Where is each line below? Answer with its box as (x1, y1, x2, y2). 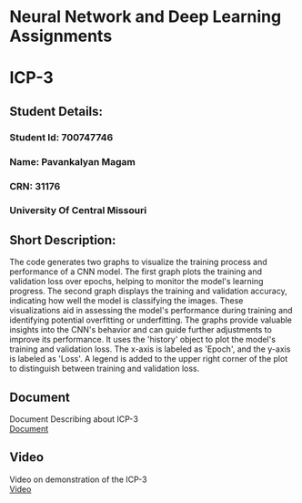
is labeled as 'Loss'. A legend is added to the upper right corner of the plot (9, 354, 288, 364)
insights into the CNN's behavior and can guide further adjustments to (9, 324, 273, 335)
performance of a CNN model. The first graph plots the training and (9, 266, 262, 277)
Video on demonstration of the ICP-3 (9, 474, 147, 485)
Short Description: (9, 232, 116, 248)
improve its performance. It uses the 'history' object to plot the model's (9, 334, 276, 345)
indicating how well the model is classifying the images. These (9, 295, 244, 306)
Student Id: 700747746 (9, 130, 114, 143)
